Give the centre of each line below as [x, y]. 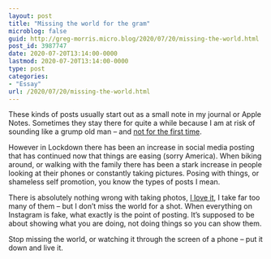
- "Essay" [25, 84]
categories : [28, 76]
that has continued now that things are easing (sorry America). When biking [135, 156]
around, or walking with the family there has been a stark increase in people [135, 165]
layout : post [30, 16]
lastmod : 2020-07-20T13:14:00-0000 [69, 62]
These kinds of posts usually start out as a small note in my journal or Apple [135, 114]
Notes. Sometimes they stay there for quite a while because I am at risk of [132, 123]
